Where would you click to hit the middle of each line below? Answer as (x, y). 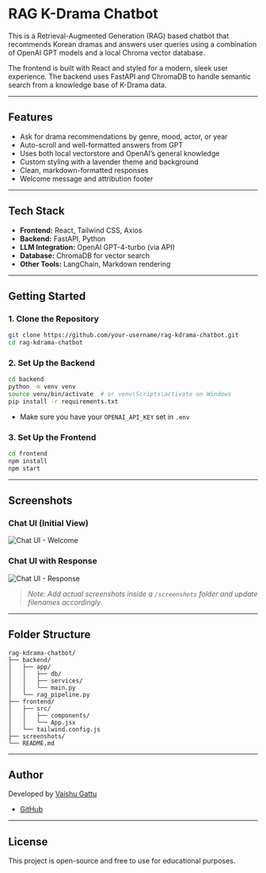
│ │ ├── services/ (46, 681)
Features (30, 117)
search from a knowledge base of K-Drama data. (87, 85)
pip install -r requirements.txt (63, 402)
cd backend (26, 379)
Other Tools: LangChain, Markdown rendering (95, 263)
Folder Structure (49, 635)
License (28, 842)
